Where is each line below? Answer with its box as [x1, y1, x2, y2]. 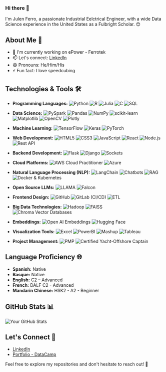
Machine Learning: [12, 125, 53, 131]
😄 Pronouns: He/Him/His [12, 62, 65, 68]
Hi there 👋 [5, 5, 30, 12]
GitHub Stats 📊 [5, 303, 54, 311]
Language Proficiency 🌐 [5, 253, 82, 261]
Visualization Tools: [12, 228, 55, 235]
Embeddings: [12, 219, 41, 225]
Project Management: [12, 238, 59, 244]
